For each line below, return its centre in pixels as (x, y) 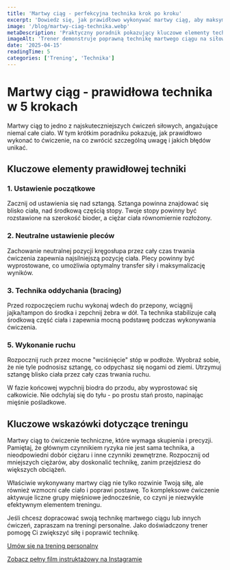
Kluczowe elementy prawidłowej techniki (97, 169)
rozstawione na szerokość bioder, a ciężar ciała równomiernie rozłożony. (110, 218)
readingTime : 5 (29, 52)
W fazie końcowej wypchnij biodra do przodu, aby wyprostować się (102, 388)
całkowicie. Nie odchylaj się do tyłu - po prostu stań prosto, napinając (105, 395)
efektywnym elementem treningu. (54, 505)
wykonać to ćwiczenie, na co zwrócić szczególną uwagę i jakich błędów (109, 140)
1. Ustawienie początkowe (51, 188)
